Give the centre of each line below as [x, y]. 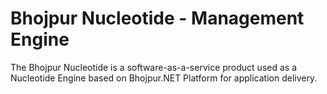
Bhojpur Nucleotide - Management [157, 18]
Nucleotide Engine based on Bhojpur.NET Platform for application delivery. [164, 78]
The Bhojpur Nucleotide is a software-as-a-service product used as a [154, 67]
